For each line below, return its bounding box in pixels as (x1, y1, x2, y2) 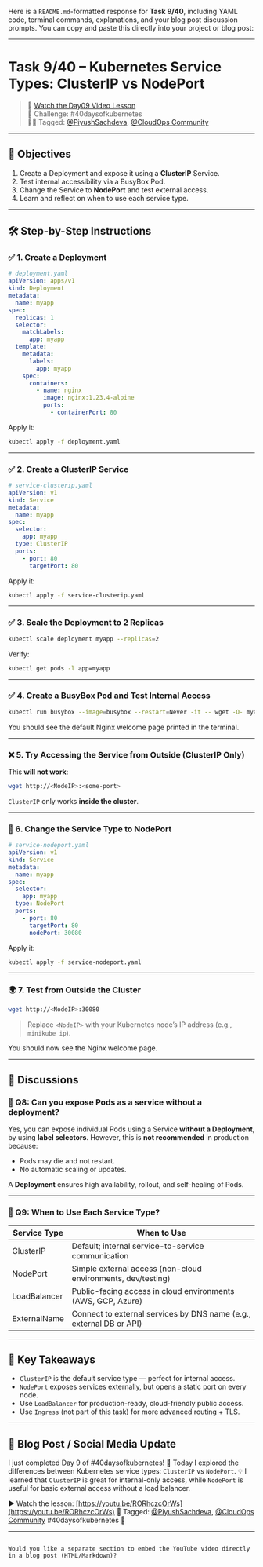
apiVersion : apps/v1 (8, 277, 76, 285)
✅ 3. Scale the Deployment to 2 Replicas (8, 617, 164, 628)
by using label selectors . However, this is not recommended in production (8, 1133, 249, 1142)
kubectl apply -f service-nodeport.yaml (8, 958, 142, 966)
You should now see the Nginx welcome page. (8, 1043, 158, 1053)
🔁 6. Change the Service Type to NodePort (8, 824, 172, 835)
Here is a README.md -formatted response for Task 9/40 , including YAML (8, 7, 239, 16)
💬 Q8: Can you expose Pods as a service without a (8, 1097, 202, 1108)
